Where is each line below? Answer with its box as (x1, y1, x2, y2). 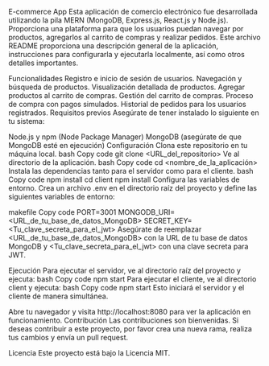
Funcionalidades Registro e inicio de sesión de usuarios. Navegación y (8, 74, 242, 83)
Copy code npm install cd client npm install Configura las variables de (8, 175, 240, 184)
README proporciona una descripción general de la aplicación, (8, 41, 219, 51)
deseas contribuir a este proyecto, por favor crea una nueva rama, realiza (8, 324, 252, 333)
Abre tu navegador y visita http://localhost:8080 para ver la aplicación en (8, 307, 251, 316)
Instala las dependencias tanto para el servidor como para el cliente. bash (8, 167, 254, 175)
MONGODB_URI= (118, 208, 176, 216)
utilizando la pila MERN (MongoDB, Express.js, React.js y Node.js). (8, 15, 229, 25)
